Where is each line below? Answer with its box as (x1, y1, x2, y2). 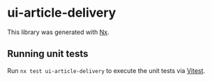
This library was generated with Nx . (7, 28, 109, 36)
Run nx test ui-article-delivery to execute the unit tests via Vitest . (7, 66, 206, 74)
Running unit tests (7, 48, 89, 60)
